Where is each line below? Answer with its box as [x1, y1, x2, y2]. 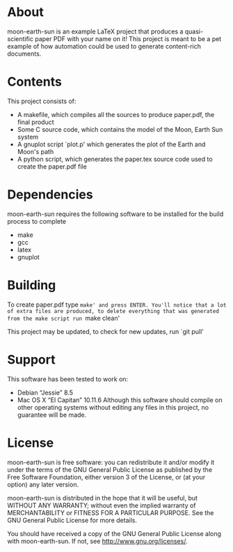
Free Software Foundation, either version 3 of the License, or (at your [7, 473, 206, 481]
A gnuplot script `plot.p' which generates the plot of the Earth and [17, 140, 206, 148]
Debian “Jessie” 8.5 [17, 388, 73, 397]
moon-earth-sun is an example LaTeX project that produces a [7, 27, 184, 36]
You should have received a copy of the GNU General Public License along [7, 529, 221, 537]
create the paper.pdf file [17, 162, 87, 171]
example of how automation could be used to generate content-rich [7, 42, 202, 50]
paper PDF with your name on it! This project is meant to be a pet [34, 34, 222, 43]
